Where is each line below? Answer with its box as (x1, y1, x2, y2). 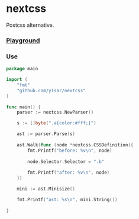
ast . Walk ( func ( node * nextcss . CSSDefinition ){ (17, 142, 134, 148)
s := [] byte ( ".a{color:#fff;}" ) (17, 120, 96, 126)
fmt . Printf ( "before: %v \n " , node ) (27, 148, 112, 154)
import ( (6, 77, 28, 83)
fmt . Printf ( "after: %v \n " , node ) (27, 170, 110, 176)
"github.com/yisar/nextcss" (17, 87, 86, 93)
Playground (6, 36, 40, 45)
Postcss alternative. (6, 21, 54, 29)
